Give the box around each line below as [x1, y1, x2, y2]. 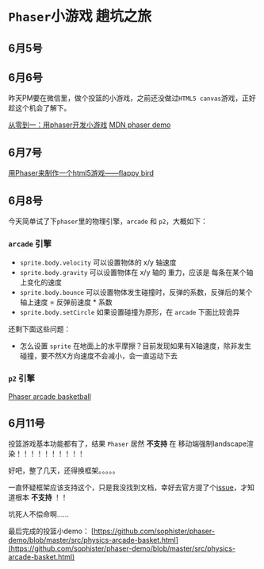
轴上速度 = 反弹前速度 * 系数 [19, 297, 113, 307]
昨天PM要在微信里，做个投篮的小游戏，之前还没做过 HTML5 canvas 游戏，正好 [8, 93, 256, 103]
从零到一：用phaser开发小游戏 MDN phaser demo [8, 120, 171, 130]
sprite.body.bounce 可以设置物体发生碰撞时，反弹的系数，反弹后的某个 [19, 288, 253, 297]
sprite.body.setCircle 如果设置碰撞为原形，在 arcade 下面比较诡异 [19, 308, 240, 317]
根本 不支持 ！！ [14, 493, 68, 502]
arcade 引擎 [8, 238, 52, 249]
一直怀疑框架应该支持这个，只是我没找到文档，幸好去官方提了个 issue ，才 [8, 482, 248, 493]
